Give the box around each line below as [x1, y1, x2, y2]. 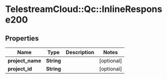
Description [65, 49, 94, 55]
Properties [5, 34, 39, 42]
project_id [7, 65, 32, 72]
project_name [7, 57, 41, 64]
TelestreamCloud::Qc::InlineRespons [5, 3, 162, 15]
